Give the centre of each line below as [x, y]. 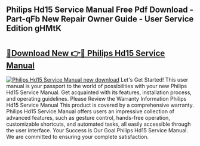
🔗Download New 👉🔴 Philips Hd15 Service [86, 53]
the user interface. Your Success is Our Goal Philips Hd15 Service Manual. [97, 130]
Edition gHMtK [34, 28]
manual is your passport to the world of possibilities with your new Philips [97, 86]
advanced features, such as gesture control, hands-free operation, [88, 118]
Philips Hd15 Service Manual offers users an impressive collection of [90, 111]
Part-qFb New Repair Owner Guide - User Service [100, 19]
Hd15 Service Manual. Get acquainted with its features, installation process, [99, 92]
